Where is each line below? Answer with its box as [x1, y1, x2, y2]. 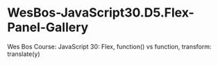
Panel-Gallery [7, 19, 89, 35]
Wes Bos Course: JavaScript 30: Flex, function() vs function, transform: [7, 42, 212, 50]
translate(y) [7, 50, 40, 58]
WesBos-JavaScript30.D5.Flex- [7, 5, 194, 21]
